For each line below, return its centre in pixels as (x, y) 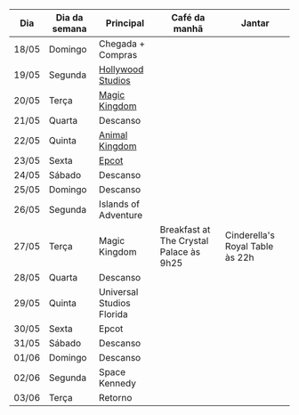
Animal (113, 135)
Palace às (180, 252)
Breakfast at (185, 229)
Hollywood (121, 69)
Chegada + (122, 44)
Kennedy (117, 383)
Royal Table (250, 246)
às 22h (240, 257)
